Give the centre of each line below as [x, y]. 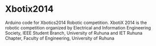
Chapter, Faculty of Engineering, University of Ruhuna [60, 38]
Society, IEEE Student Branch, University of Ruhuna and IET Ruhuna [74, 33]
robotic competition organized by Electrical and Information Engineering [78, 27]
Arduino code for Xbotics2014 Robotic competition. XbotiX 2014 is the [76, 23]
